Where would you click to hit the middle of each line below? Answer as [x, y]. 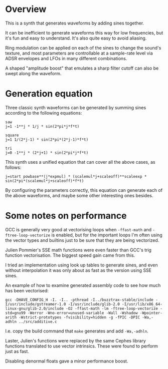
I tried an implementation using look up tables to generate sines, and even [81, 265]
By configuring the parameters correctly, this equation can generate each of [84, 190]
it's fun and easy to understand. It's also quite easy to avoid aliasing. [76, 38]
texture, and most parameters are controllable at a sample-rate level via [79, 53]
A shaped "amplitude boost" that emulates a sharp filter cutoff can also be [82, 68]
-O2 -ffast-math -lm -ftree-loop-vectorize [112, 308]
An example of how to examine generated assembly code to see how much [83, 285]
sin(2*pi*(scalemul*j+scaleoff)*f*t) [45, 181]
